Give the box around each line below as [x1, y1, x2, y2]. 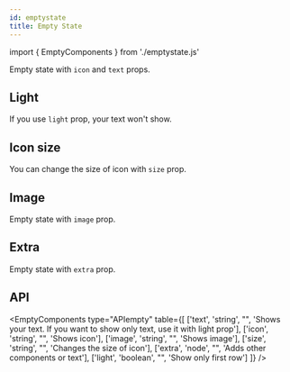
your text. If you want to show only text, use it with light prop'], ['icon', [9, 323, 268, 334]
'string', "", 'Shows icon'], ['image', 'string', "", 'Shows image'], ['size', [9, 332, 267, 343]
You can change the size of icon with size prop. [9, 164, 187, 175]
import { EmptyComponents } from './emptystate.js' [9, 46, 200, 57]
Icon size [9, 140, 61, 155]
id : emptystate [9, 13, 67, 23]
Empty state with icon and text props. [9, 64, 150, 75]
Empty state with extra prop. [9, 263, 116, 275]
